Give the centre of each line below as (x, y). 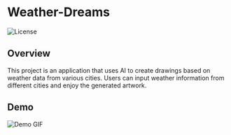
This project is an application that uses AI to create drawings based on (109, 70)
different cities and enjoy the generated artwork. (77, 85)
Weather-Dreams (59, 12)
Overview (29, 54)
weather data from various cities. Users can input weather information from (116, 78)
